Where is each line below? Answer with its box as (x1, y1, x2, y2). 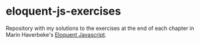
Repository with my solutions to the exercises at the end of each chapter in (6, 24, 194, 32)
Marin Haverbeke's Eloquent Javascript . (6, 31, 107, 38)
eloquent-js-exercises (6, 4, 122, 18)
